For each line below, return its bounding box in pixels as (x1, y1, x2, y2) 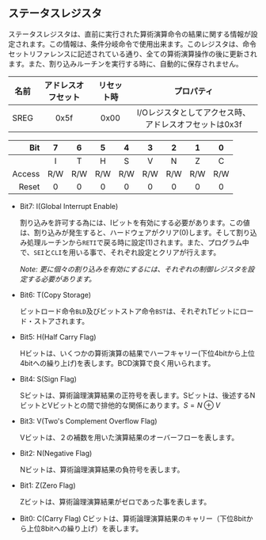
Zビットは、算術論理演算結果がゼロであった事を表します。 (19, 496, 211, 506)
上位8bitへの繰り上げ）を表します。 (26, 523, 143, 533)
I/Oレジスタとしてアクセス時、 (136, 107, 251, 118)
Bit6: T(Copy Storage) (19, 290, 92, 299)
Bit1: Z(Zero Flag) (19, 481, 77, 490)
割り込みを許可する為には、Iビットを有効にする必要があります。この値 (19, 218, 251, 227)
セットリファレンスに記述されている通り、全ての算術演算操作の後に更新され (8, 49, 257, 59)
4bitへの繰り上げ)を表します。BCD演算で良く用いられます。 (19, 358, 215, 367)
